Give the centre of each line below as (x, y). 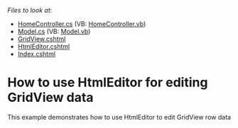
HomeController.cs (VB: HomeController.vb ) (82, 24)
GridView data (50, 98)
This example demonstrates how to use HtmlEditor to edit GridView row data (119, 117)
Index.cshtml (36, 54)
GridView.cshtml (42, 39)
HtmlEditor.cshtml (44, 46)
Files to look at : (30, 10)
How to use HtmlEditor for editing (108, 82)
